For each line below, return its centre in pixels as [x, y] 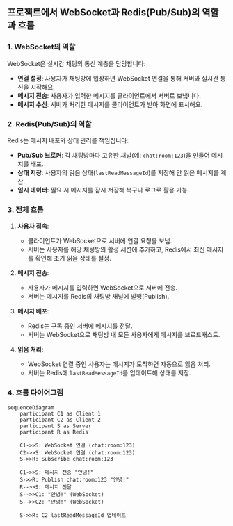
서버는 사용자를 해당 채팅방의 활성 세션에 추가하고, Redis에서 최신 [116, 249]
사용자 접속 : [33, 226]
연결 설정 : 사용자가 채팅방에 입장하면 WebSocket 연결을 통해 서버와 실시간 [118, 78]
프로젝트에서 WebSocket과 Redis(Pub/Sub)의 [104, 13]
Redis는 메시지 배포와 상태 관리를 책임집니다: [68, 140]
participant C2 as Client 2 [60, 420]
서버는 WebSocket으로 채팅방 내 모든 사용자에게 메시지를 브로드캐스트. [124, 335]
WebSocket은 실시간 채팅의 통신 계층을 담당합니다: [77, 63]
